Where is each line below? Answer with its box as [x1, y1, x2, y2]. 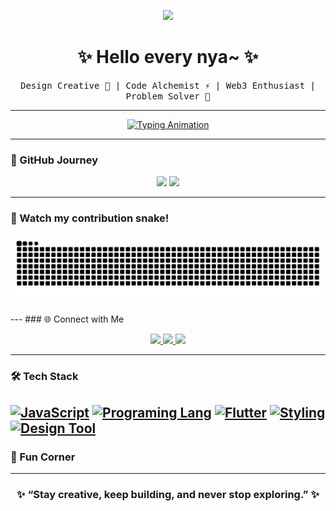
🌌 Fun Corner [10, 450, 76, 464]
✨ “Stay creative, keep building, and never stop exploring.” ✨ [16, 487, 320, 501]
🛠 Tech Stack [10, 370, 79, 384]
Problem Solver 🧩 [125, 90, 211, 102]
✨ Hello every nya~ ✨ [77, 46, 259, 69]
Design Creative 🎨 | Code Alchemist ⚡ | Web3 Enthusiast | [19, 80, 316, 91]
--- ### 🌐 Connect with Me [10, 313, 125, 325]
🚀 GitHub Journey [10, 153, 98, 167]
